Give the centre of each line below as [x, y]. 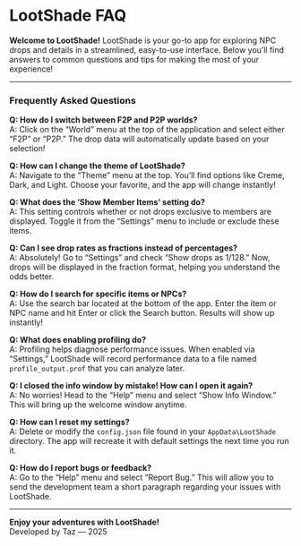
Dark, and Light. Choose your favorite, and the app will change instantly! [142, 185]
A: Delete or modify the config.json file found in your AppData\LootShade [142, 431]
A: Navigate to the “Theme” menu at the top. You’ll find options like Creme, [147, 175]
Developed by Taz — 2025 [58, 532]
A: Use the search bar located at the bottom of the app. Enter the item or [143, 303]
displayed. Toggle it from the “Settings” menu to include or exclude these [144, 221]
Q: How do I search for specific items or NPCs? [98, 294]
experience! [31, 69]
